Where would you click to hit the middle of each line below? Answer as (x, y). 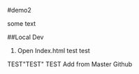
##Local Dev (25, 37)
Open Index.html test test (54, 51)
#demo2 (19, 10)
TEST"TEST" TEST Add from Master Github (70, 64)
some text (22, 23)
